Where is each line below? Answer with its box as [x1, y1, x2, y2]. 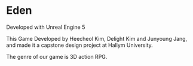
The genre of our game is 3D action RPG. [6, 53, 108, 60]
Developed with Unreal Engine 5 [6, 23, 85, 31]
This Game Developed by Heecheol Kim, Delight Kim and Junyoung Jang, [6, 35, 188, 42]
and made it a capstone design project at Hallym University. [6, 41, 154, 49]
